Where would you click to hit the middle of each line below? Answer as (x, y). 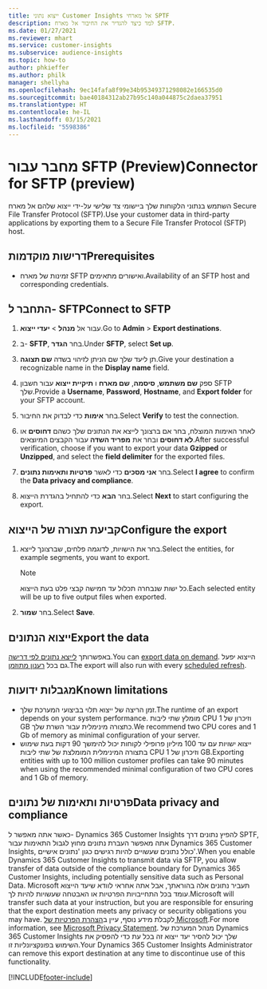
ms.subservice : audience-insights (66, 53)
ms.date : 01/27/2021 (43, 30)
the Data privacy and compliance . (77, 481)
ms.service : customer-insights (60, 46)
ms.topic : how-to (37, 61)
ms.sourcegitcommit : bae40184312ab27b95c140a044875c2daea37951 (116, 97)
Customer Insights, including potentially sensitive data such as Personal (126, 876)
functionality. (30, 961)
